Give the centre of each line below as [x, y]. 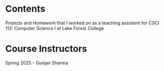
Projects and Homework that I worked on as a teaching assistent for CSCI [82, 23]
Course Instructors [46, 49]
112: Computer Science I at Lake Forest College [55, 28]
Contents [25, 9]
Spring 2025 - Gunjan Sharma [37, 63]
